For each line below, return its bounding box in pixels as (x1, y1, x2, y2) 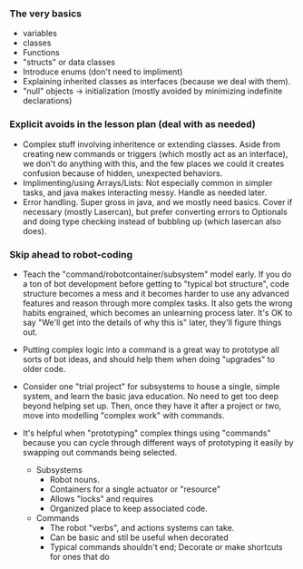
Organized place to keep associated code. (49, 503, 208, 514)
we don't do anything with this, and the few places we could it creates (22, 158, 285, 169)
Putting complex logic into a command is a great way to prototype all (22, 344, 279, 355)
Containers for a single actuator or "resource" (49, 484, 221, 495)
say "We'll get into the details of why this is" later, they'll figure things (22, 317, 282, 328)
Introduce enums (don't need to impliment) (22, 66, 183, 77)
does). (22, 225, 47, 236)
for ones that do (49, 551, 111, 562)
